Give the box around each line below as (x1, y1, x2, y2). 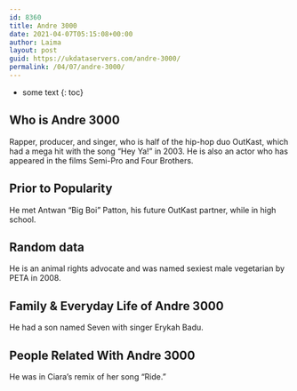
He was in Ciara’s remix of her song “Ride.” (9, 371, 166, 382)
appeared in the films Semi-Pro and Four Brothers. (9, 155, 194, 165)
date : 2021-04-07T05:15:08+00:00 (9, 29, 133, 38)
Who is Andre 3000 (9, 113, 120, 128)
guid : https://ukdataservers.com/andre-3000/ (9, 54, 181, 63)
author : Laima (9, 37, 62, 47)
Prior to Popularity (9, 181, 113, 196)
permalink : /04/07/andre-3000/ (9, 63, 125, 72)
